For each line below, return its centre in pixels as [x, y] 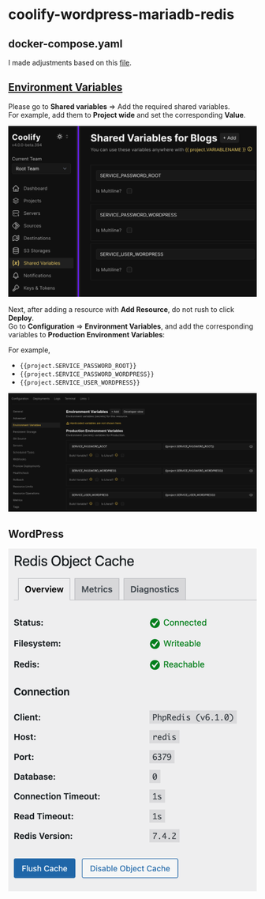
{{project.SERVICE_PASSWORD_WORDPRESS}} [87, 374]
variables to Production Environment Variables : [87, 334]
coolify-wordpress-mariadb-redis [121, 15]
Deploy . [21, 318]
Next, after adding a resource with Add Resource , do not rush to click [121, 309]
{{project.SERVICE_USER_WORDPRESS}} [80, 382]
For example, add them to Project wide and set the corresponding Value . [127, 115]
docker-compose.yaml [65, 44]
